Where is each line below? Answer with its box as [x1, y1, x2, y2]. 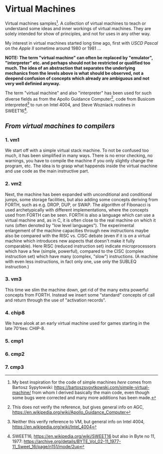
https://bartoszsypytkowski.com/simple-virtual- [54, 384, 149, 390]
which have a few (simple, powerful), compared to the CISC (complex [5, 248, 144, 254]
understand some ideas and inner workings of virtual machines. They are [5, 25, 151, 31]
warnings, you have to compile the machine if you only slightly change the [5, 158, 154, 164]
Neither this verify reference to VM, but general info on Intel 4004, [12, 419, 145, 425]
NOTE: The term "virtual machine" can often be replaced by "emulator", [5, 54, 153, 60]
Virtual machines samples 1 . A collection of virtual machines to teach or [5, 19, 147, 26]
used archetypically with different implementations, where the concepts [5, 207, 149, 212]
